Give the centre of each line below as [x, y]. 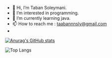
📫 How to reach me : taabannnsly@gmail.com [59, 24]
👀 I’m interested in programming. [45, 13]
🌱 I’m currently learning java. [41, 18]
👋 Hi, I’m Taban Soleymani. [39, 8]
